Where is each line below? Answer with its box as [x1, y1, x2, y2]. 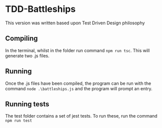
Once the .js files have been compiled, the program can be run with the [5, 80, 151, 86]
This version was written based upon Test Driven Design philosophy [5, 20, 145, 26]
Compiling [5, 34, 38, 43]
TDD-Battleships [5, 3, 76, 15]
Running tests [5, 100, 50, 108]
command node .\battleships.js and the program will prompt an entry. [5, 85, 153, 91]
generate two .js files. [5, 53, 50, 59]
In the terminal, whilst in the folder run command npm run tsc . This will [5, 47, 150, 53]
